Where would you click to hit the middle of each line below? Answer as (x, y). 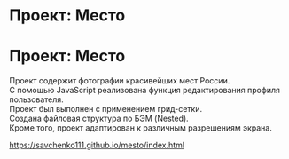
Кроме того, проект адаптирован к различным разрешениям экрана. (141, 128)
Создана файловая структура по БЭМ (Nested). (99, 119)
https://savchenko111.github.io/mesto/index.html (97, 145)
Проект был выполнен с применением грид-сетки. (106, 109)
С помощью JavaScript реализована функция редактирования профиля (145, 91)
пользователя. (36, 99)
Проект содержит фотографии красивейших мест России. (120, 81)
